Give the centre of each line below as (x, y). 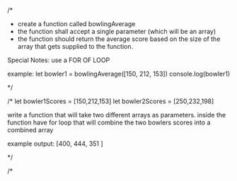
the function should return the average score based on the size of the (119, 39)
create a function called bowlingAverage (76, 24)
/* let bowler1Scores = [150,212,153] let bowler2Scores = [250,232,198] (111, 101)
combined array (30, 130)
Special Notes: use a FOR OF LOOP (59, 60)
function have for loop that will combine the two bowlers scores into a (109, 122)
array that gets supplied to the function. (75, 46)
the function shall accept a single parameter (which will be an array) (117, 31)
